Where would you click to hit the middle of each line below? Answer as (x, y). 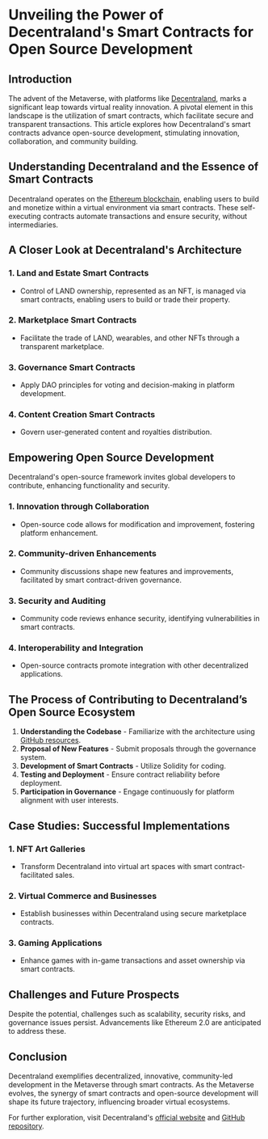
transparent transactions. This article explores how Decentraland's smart (130, 124)
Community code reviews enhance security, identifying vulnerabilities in (140, 618)
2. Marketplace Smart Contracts (73, 320)
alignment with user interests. (69, 800)
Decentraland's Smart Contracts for (131, 32)
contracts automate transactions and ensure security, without (145, 216)
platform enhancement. (59, 533)
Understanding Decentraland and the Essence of (134, 167)
